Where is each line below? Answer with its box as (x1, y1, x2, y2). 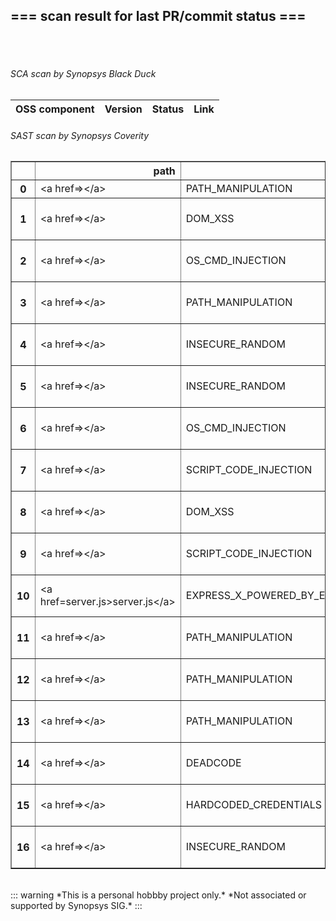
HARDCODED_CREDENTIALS (185, 798, 323, 812)
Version (104, 102, 143, 116)
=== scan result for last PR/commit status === (10, 8, 307, 25)
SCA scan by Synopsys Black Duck (10, 68, 157, 80)
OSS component (15, 102, 95, 116)
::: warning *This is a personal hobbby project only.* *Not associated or (10, 889, 307, 901)
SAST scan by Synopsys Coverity (10, 129, 150, 141)
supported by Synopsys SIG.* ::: (10, 900, 143, 912)
